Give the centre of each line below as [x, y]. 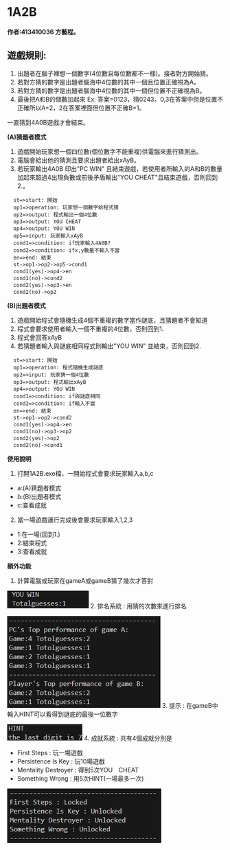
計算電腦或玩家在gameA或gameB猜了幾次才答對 [85, 580]
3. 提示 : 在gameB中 [190, 705]
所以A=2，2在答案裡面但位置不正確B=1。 [87, 108]
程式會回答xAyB [39, 337]
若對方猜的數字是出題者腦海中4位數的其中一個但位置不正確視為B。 [111, 91]
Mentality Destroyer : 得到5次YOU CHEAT [78, 770]
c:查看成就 [32, 505]
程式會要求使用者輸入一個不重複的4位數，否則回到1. [90, 329]
